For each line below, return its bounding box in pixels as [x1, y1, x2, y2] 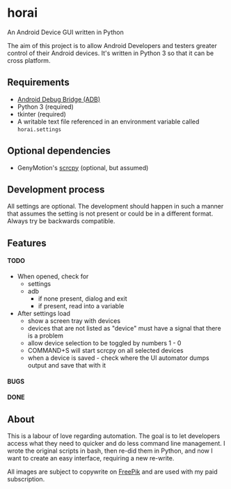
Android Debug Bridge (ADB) [17, 95, 101, 103]
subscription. [7, 474, 45, 483]
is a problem [27, 331, 64, 340]
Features [7, 237, 47, 249]
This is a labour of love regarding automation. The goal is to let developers [7, 431, 221, 440]
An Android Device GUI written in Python [7, 28, 124, 36]
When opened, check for [17, 272, 89, 280]
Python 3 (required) [17, 103, 74, 111]
